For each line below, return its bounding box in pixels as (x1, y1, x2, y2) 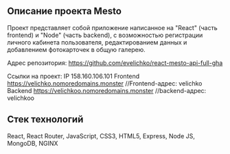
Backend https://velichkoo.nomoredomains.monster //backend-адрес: (7, 86, 207, 94)
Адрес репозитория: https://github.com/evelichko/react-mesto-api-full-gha (7, 58, 223, 67)
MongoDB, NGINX (7, 139, 58, 147)
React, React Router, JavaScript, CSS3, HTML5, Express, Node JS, (7, 131, 196, 140)
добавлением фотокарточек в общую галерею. (7, 45, 146, 53)
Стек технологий (7, 114, 84, 125)
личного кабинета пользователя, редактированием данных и (7, 38, 187, 47)
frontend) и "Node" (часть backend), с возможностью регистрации (7, 31, 203, 39)
